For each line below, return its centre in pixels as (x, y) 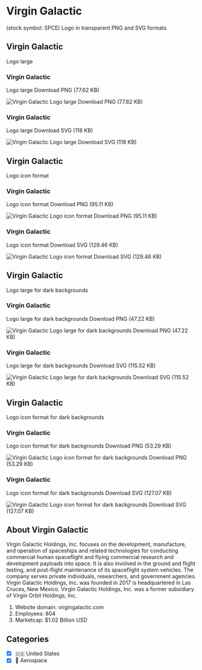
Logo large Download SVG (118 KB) (50, 130)
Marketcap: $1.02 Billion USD (51, 620)
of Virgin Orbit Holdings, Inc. (42, 596)
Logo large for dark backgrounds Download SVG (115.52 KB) (81, 365)
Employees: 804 (35, 614)
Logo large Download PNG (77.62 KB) (53, 90)
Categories (28, 639)
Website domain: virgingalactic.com (59, 607)
